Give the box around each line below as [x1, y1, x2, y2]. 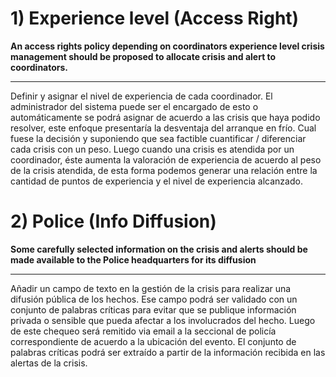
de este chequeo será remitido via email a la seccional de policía [10, 325, 277, 337]
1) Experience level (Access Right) [10, 7, 300, 30]
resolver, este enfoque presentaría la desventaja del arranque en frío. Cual [10, 122, 317, 134]
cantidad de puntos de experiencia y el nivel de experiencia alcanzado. [10, 175, 303, 187]
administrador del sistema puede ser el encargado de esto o [10, 100, 259, 112]
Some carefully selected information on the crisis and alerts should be [10, 243, 308, 255]
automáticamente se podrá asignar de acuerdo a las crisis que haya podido [10, 111, 321, 123]
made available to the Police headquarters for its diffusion [10, 253, 257, 266]
